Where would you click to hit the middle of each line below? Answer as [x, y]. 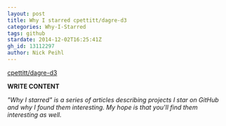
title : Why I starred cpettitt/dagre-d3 [67, 20]
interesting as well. [34, 114]
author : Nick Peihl [36, 53]
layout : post [26, 14]
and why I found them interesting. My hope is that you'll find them [102, 107]
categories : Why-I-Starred [47, 27]
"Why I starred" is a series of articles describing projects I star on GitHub [113, 99]
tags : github [26, 33]
